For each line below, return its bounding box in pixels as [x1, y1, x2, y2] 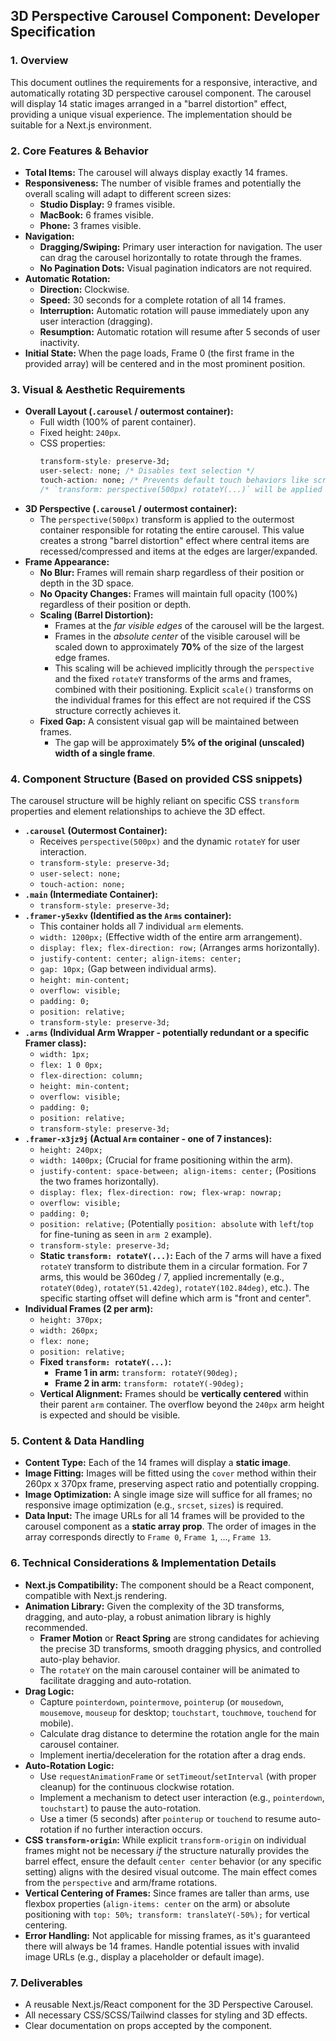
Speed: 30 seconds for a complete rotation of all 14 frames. [39, 294, 287, 306]
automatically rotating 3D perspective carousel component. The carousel [10, 87, 312, 99]
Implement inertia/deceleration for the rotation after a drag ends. [39, 1749, 306, 1761]
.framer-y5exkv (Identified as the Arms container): [24, 910, 232, 922]
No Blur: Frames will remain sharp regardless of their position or [39, 566, 305, 578]
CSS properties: [39, 437, 106, 449]
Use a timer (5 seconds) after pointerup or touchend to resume [39, 1812, 297, 1824]
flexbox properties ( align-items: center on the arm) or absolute [24, 1897, 291, 1909]
